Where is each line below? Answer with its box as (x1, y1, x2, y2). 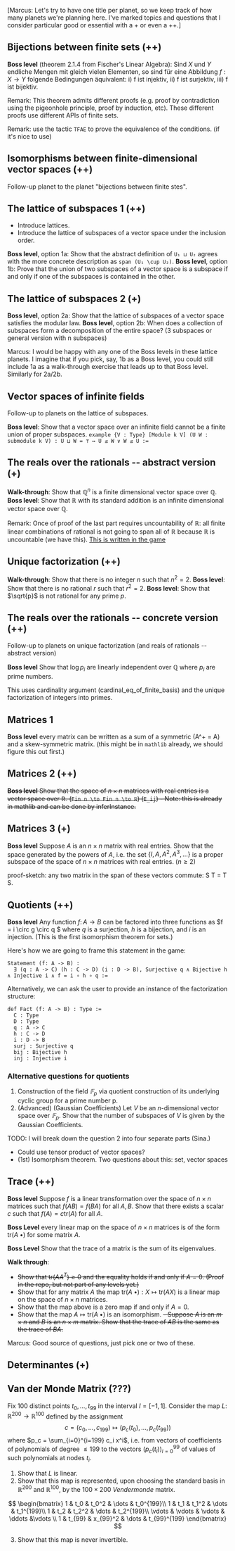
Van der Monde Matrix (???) (7, 1383, 132, 1395)
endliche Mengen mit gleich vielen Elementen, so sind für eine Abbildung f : (7, 67, 226, 76)
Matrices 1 (7, 714, 54, 726)
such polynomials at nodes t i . (7, 1454, 92, 1464)
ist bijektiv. (7, 82, 39, 91)
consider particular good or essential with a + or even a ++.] (7, 21, 181, 29)
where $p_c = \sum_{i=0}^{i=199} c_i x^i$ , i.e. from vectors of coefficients (7, 1436, 222, 1444)
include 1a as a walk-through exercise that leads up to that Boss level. (7, 363, 208, 371)
